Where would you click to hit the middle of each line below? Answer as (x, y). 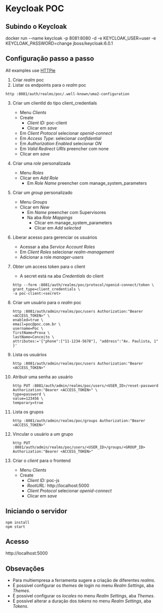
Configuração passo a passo (50, 59)
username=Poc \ (28, 328)
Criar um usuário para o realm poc (47, 302)
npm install (17, 522)
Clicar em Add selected (58, 228)
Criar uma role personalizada (41, 163)
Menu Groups (33, 202)
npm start (16, 527)
